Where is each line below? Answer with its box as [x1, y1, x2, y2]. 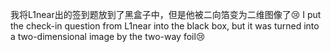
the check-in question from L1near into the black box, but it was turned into [10, 20, 320, 32]
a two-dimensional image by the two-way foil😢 [10, 31, 206, 42]
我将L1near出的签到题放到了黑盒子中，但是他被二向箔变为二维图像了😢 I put [10, 9, 322, 20]
